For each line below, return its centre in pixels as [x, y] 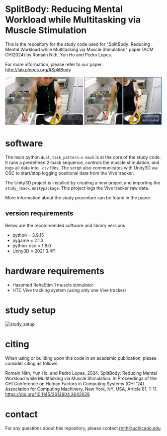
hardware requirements [55, 271]
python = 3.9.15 [28, 235]
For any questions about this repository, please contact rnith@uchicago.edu [83, 428]
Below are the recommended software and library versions [65, 225]
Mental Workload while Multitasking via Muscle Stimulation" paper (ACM [80, 49]
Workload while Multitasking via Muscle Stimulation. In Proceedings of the [81, 378]
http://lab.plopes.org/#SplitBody [38, 70]
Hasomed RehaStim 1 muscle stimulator [53, 285]
